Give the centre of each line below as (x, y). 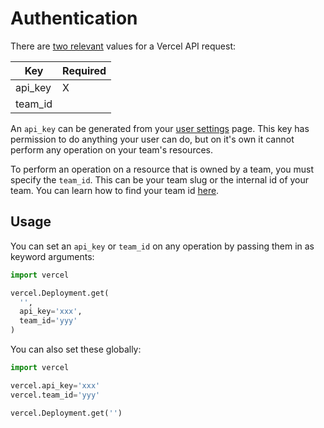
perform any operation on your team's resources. (112, 149)
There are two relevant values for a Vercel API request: (123, 46)
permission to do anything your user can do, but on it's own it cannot (152, 139)
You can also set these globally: (76, 349)
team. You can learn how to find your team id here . (115, 190)
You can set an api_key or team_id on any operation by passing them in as (162, 246)
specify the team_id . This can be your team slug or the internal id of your (160, 179)
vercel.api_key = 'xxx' (55, 385)
